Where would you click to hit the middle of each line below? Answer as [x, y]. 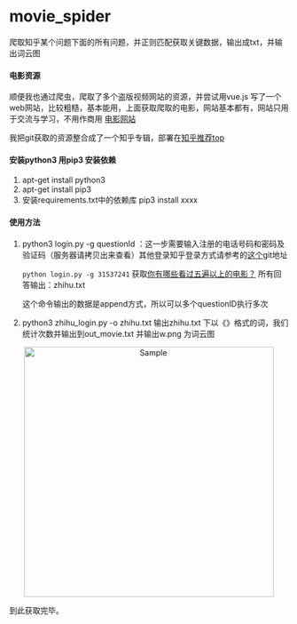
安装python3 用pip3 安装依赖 [63, 160]
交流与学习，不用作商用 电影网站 [76, 119]
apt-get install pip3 [56, 189]
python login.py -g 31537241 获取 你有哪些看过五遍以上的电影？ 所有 [148, 274]
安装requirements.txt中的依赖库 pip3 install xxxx [109, 200]
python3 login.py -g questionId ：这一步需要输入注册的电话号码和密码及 [153, 244]
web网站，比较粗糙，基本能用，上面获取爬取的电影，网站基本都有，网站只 [145, 108]
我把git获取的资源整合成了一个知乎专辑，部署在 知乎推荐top [117, 138]
